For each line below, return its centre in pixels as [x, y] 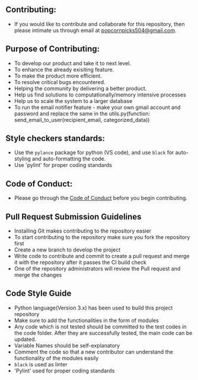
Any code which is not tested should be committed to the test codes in [100, 326]
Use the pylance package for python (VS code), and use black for [94, 153]
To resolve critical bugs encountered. [60, 82]
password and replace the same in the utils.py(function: [82, 113]
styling [22, 159]
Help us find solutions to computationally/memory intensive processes [100, 95]
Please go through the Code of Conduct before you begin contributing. [101, 198]
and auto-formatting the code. [69, 159]
